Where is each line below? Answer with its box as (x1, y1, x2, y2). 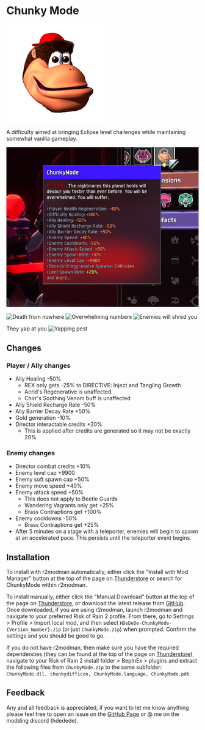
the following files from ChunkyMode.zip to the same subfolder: (6, 663, 162, 671)
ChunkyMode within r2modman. (6, 581, 87, 589)
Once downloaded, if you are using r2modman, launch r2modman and (6, 606, 183, 614)
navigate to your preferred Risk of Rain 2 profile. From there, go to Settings (6, 613, 194, 620)
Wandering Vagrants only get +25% (24, 502, 115, 509)
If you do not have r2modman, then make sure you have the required (6, 644, 179, 652)
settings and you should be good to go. (6, 632, 105, 639)
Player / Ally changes (6, 361, 71, 370)
